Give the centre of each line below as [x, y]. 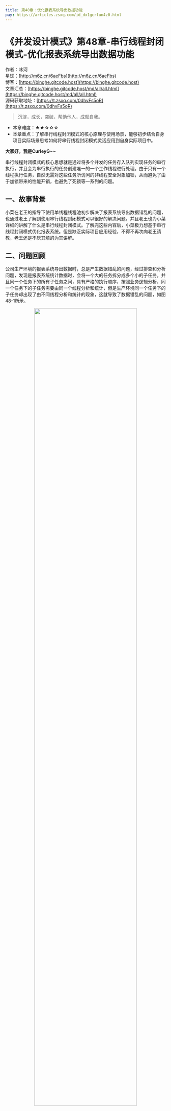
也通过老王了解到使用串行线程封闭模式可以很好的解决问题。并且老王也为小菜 [85, 219]
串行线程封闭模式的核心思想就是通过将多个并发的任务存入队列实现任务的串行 [85, 162]
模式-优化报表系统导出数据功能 [70, 54]
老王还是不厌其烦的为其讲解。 [45, 238]
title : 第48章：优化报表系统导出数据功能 [44, 10]
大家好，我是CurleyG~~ [31, 151]
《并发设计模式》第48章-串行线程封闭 [85, 42]
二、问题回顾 [25, 255]
